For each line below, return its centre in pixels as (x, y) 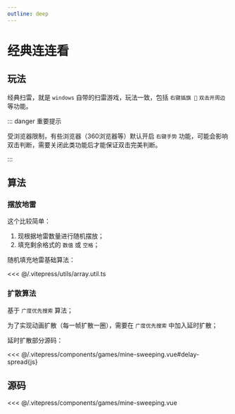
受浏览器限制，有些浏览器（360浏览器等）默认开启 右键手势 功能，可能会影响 (118, 136)
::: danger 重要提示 (34, 121)
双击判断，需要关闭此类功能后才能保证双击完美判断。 (84, 144)
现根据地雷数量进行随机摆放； (61, 236)
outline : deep (28, 14)
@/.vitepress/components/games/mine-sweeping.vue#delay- (110, 354)
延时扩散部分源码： (35, 340)
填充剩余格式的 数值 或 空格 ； (58, 245)
